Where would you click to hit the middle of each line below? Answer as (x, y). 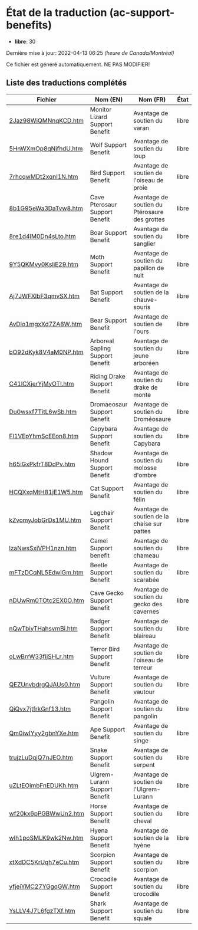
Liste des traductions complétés (67, 83)
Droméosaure (152, 419)
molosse (145, 468)
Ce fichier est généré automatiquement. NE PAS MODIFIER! (78, 64)
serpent (144, 765)
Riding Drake (108, 376)
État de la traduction (57, 13)
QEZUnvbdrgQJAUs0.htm (45, 684)
